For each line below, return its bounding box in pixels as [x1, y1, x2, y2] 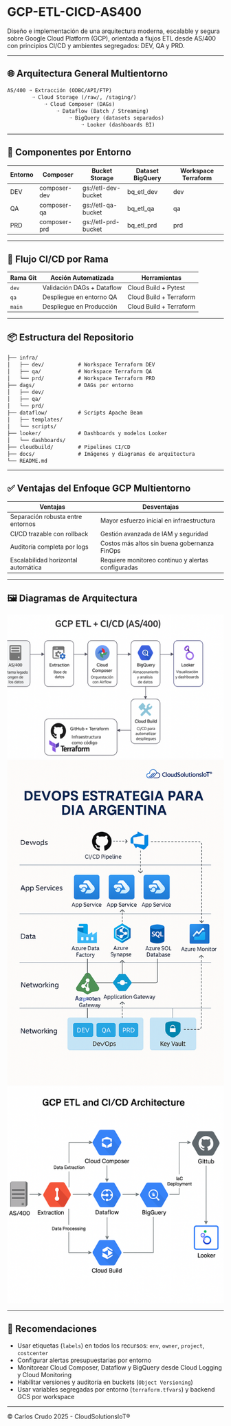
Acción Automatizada [50, 273, 114, 282]
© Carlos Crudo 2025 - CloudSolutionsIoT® [7, 1412, 131, 1420]
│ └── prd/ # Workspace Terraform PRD [7, 375, 155, 382]
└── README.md [7, 457, 48, 464]
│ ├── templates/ [7, 416, 63, 423]
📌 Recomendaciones [7, 1323, 98, 1335]
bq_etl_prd [126, 221, 157, 230]
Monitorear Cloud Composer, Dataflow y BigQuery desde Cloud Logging [16, 1363, 222, 1372]
